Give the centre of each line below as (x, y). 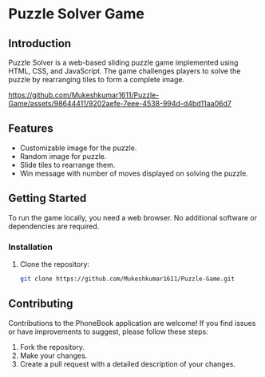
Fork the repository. (52, 347)
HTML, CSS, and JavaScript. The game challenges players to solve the (125, 71)
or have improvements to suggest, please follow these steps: (109, 331)
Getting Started (47, 198)
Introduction (40, 44)
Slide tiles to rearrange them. (67, 165)
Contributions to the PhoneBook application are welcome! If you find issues (132, 323)
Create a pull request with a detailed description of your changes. (128, 363)
